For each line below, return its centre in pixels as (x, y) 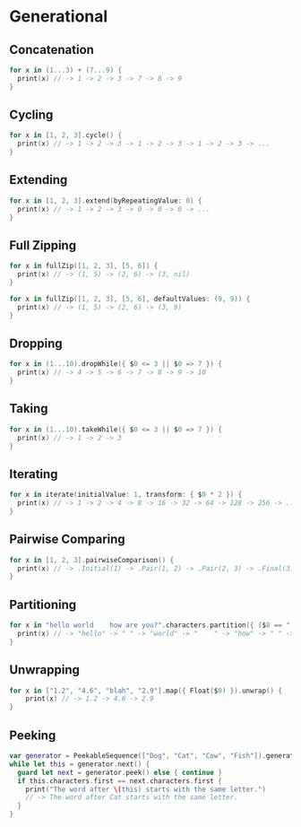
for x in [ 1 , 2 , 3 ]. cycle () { (66, 135)
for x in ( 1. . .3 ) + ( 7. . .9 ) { (66, 70)
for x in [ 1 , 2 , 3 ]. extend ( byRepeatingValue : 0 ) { (106, 200)
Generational (59, 17)
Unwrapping (45, 670)
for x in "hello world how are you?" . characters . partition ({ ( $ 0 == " (150, 625)
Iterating (34, 474)
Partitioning (43, 604)
